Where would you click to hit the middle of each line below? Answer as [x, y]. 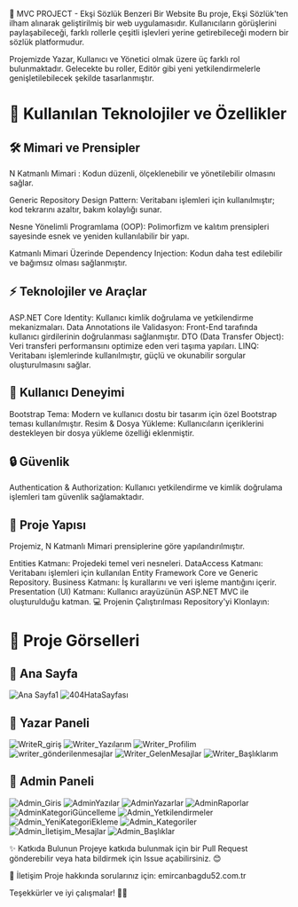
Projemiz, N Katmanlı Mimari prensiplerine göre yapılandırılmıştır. [127, 547]
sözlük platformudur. [47, 42]
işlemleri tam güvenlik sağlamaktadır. [77, 497]
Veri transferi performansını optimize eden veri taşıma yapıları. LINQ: [134, 345]
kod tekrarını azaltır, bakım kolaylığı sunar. [86, 209]
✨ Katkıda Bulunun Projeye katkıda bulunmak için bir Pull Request [129, 848]
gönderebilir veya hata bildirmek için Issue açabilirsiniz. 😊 [115, 858]
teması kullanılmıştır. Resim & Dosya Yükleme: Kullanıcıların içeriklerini [137, 423]
